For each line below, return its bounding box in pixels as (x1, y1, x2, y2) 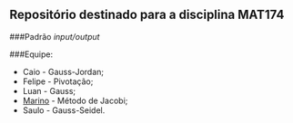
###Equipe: (9, 49, 54, 60)
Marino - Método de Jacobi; (22, 95, 128, 106)
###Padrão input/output (9, 31, 100, 42)
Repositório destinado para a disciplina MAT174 (9, 7, 285, 23)
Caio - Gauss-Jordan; (22, 66, 105, 77)
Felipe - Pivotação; (22, 76, 94, 87)
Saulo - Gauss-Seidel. (22, 104, 106, 116)
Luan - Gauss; (22, 85, 76, 96)
